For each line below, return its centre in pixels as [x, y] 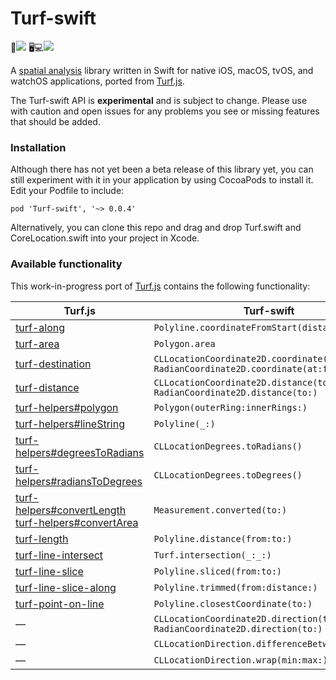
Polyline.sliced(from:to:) [218, 571]
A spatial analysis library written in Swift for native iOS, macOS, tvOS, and [162, 70]
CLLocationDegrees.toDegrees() [228, 475]
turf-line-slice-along [66, 587]
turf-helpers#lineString [70, 424]
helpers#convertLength [71, 510]
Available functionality [66, 264]
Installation [38, 147]
